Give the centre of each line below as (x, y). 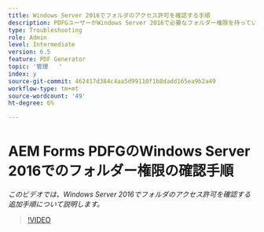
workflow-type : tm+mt (44, 88)
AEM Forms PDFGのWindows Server (129, 151)
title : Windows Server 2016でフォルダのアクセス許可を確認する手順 (109, 15)
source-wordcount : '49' (47, 96)
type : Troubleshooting (45, 30)
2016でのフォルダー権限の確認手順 (121, 171)
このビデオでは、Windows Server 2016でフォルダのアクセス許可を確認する (130, 194)
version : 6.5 (29, 52)
